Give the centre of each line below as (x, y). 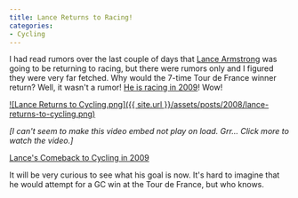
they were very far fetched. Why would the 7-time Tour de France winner (143, 78)
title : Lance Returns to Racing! (71, 17)
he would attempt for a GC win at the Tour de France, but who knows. (137, 185)
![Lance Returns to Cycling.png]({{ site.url (86, 105)
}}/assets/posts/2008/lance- (217, 105)
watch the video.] (41, 141)
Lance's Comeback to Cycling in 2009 (79, 158)
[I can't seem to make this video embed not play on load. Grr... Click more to (149, 131)
